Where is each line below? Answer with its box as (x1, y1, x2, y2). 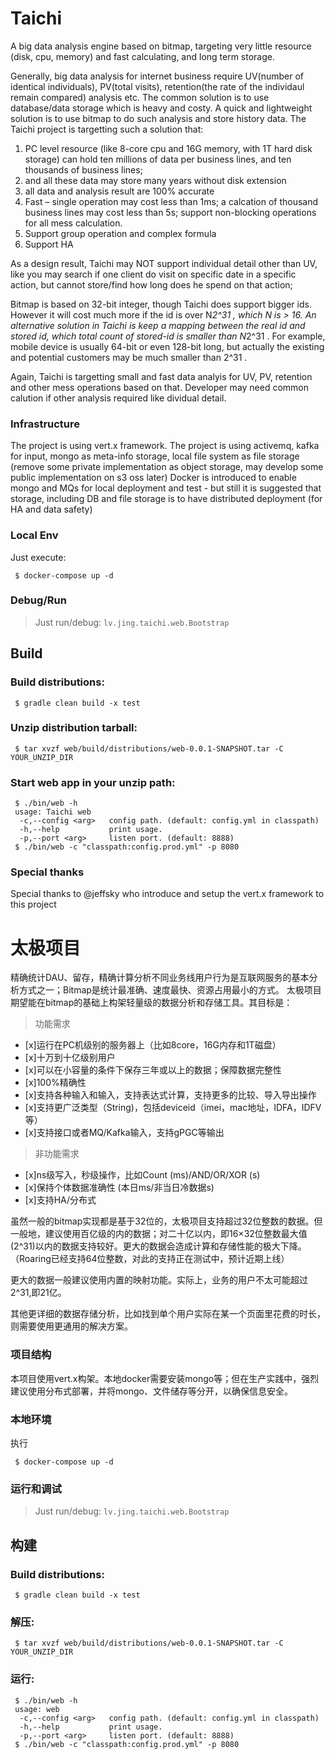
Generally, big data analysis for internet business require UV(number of (10, 70, 304, 82)
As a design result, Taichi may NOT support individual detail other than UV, (10, 257, 318, 269)
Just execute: (10, 551, 67, 563)
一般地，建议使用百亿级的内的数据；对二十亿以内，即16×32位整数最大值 (10, 1228, 308, 1240)
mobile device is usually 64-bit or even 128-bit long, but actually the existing (10, 340, 325, 352)
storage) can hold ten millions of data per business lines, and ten (24, 153, 292, 165)
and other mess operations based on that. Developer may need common (10, 381, 310, 393)
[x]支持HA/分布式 (24, 1194, 97, 1206)
